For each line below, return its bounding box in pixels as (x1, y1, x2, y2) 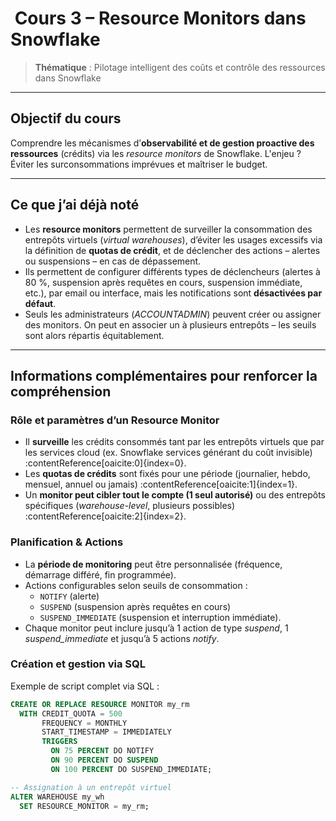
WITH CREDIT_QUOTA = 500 (19, 708, 123, 719)
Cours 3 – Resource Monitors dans (14, 7, 307, 30)
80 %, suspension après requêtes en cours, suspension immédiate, (24, 276, 303, 288)
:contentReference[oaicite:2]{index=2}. (24, 510, 187, 522)
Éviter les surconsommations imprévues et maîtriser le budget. (10, 158, 268, 170)
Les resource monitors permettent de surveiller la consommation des (24, 223, 313, 235)
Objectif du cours (10, 110, 122, 127)
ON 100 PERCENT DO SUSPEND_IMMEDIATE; (50, 764, 213, 774)
